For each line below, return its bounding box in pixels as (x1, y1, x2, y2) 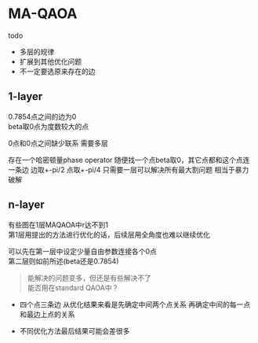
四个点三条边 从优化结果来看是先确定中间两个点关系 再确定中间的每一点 (19, 300, 251, 309)
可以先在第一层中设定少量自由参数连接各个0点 (8, 246, 157, 256)
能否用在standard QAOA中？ (27, 282, 119, 292)
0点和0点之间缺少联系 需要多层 (8, 138, 108, 148)
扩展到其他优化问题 (19, 57, 82, 66)
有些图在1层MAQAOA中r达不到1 (8, 219, 108, 229)
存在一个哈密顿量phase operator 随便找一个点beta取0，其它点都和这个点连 (8, 155, 250, 164)
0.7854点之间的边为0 (8, 112, 77, 121)
